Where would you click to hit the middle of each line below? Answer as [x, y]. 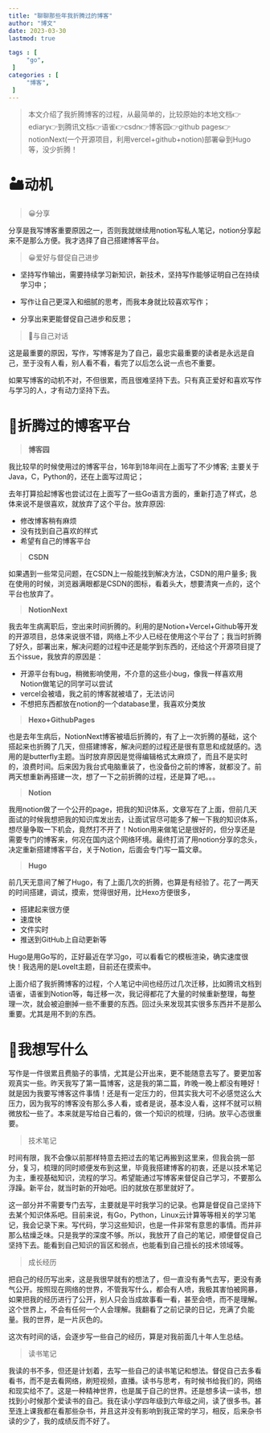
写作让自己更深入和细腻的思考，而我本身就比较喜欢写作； [115, 302]
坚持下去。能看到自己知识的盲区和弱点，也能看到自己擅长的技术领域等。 [128, 1245]
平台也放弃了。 [33, 594]
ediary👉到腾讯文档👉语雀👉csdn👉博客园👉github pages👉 [129, 126]
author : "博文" [33, 23]
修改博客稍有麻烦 [48, 521]
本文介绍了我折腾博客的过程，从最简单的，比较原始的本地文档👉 [134, 114]
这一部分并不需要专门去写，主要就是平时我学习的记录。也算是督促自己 [125, 1205]
